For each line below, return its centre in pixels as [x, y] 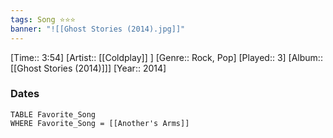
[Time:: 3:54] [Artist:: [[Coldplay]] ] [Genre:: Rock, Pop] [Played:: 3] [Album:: [166, 57]
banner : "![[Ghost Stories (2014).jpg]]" [98, 29]
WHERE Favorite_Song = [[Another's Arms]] [100, 123]
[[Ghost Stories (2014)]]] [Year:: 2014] [88, 68]
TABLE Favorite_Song [53, 114]
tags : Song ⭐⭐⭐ [43, 19]
